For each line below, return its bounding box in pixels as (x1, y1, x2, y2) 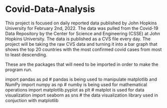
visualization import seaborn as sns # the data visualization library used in (5, 92, 158, 98)
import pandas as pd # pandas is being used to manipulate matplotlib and (5, 76, 157, 82)
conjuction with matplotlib (5, 97, 59, 103)
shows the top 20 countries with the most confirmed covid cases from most (5, 46, 162, 52)
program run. (5, 66, 33, 73)
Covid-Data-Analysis (5, 3, 95, 15)
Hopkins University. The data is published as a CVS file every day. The (5, 36, 151, 42)
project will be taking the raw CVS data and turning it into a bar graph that (5, 41, 158, 47)
